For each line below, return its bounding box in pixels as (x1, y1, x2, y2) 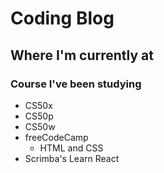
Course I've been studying (10, 77, 142, 91)
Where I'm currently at (10, 47, 154, 64)
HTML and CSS (39, 142, 104, 154)
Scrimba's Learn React (24, 152, 120, 164)
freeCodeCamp (24, 131, 89, 143)
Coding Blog (10, 7, 115, 30)
